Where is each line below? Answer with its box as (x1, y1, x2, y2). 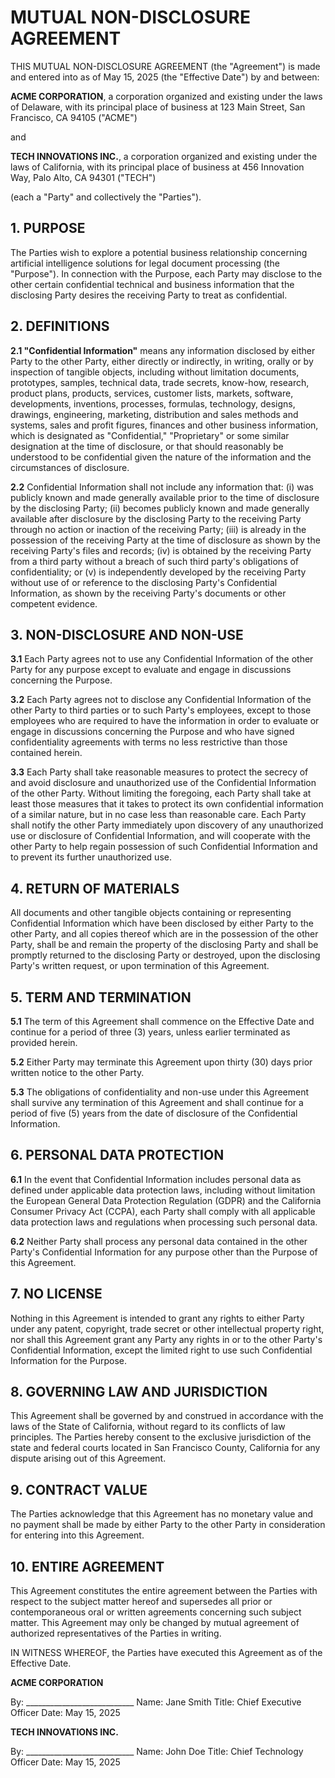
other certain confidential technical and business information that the (10, 278, 295, 290)
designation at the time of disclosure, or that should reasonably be (10, 440, 284, 452)
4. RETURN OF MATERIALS (10, 880, 180, 897)
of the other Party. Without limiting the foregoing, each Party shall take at (10, 787, 312, 800)
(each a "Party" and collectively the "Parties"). (10, 191, 202, 203)
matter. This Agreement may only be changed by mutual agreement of (10, 1617, 300, 1629)
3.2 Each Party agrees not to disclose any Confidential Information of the (10, 694, 312, 706)
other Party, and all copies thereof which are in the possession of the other (10, 928, 319, 940)
